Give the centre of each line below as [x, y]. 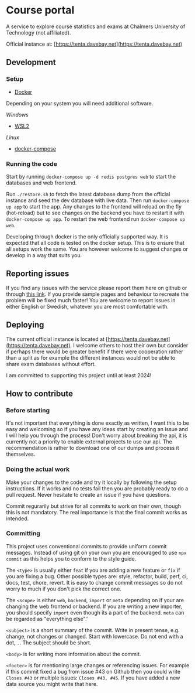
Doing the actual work [38, 469]
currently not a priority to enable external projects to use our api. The [89, 442]
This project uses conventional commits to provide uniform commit [86, 546]
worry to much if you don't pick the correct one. [64, 589]
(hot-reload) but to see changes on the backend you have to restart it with [95, 213]
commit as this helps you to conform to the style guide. [71, 559]
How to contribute [40, 393]
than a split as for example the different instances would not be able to [91, 357]
